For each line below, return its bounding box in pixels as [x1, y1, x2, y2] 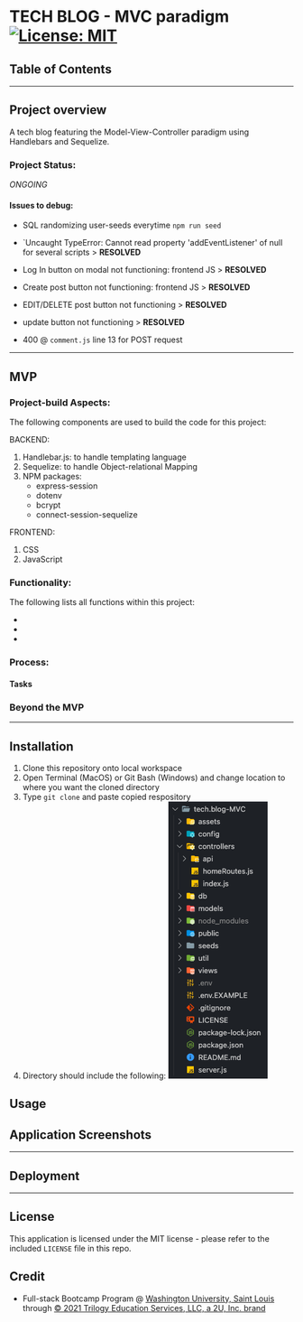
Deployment [9, 1168, 80, 1184]
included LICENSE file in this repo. [9, 1243, 133, 1253]
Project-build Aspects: [9, 396, 111, 408]
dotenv [35, 490, 63, 500]
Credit [9, 1269, 45, 1284]
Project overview [9, 102, 107, 118]
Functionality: [9, 576, 72, 589]
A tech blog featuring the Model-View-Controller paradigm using [9, 126, 250, 137]
